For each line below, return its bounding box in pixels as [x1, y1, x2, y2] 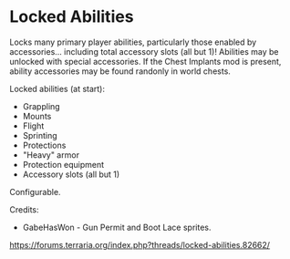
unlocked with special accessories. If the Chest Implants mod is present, [9, 56, 282, 67]
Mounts [22, 110, 52, 121]
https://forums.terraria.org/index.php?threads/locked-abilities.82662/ [9, 239, 271, 250]
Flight [22, 120, 45, 131]
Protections [22, 140, 67, 150]
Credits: [9, 203, 39, 215]
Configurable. [9, 186, 61, 197]
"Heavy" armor [22, 149, 80, 161]
